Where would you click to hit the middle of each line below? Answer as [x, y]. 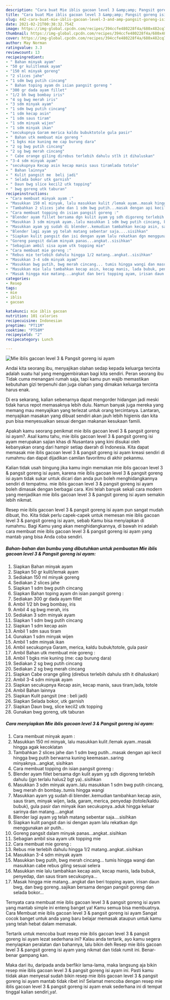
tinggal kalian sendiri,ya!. [32, 992]
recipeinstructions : [27, 194]
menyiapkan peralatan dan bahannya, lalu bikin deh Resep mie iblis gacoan [84, 944]
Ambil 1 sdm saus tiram [37, 631]
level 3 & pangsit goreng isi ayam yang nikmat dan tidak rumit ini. [73, 950]
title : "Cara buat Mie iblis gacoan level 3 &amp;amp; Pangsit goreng [81, 15]
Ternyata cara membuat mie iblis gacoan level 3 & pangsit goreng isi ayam [83, 902]
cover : [13, 39]
